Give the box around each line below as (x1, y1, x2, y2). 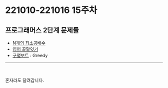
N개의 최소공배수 (12, 40, 46, 46)
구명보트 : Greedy (12, 53, 48, 58)
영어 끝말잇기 (12, 46, 38, 52)
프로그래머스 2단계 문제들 (5, 26, 79, 34)
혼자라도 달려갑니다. (5, 78, 44, 83)
